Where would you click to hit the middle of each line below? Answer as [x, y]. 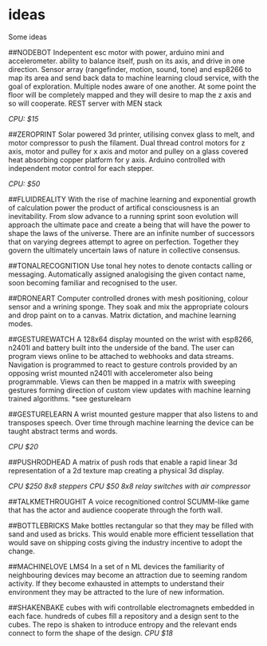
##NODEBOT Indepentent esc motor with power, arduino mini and [116, 52]
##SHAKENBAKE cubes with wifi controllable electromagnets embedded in [132, 607]
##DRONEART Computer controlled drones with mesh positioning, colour [128, 298]
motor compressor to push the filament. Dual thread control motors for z [127, 142]
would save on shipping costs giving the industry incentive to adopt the [126, 542]
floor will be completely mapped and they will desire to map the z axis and [130, 94]
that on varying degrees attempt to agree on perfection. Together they [124, 241]
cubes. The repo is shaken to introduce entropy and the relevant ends [123, 624]
